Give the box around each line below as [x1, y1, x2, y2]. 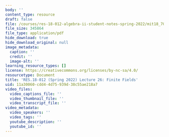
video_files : [5, 86, 33, 92]
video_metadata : [5, 105, 39, 110]
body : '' [5, 7, 24, 13]
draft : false [5, 17, 33, 22]
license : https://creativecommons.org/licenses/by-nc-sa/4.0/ [5, 68, 138, 73]
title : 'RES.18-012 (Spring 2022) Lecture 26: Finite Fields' [5, 77, 138, 82]
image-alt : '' [10, 59, 39, 64]
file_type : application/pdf [5, 31, 64, 36]
